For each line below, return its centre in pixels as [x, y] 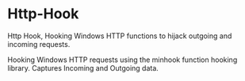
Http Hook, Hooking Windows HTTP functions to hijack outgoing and [120, 36]
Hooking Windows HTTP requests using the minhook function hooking [122, 60]
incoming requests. [39, 44]
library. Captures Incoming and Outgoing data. [83, 67]
